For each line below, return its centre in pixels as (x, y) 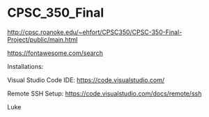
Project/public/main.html (42, 39)
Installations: (25, 66)
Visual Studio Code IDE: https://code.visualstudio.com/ (86, 80)
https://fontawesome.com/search (55, 53)
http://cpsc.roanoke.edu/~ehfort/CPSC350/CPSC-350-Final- (95, 32)
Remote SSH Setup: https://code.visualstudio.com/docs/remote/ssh (104, 93)
